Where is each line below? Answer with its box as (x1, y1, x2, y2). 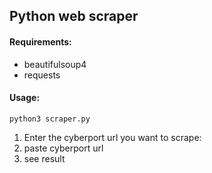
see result (23, 152, 66, 164)
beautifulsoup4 (23, 58, 87, 70)
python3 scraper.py (9, 114, 91, 124)
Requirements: (9, 35, 72, 48)
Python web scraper (9, 8, 139, 25)
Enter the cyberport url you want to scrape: (23, 131, 202, 143)
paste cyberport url (23, 142, 104, 154)
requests (23, 69, 61, 81)
